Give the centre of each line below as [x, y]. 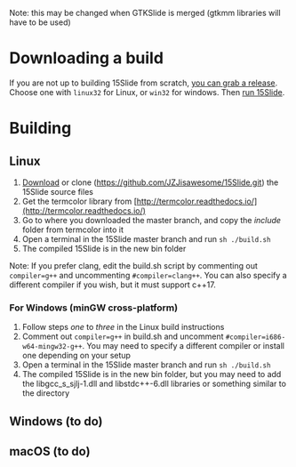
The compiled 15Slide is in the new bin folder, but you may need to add [152, 374]
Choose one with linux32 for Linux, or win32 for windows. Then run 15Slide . [147, 92]
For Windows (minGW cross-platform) [94, 308]
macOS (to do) [50, 451]
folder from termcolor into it [73, 229]
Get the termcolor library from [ [80, 201]
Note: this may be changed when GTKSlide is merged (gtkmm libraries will [145, 13]
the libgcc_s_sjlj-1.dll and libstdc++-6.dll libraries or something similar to [154, 384]
